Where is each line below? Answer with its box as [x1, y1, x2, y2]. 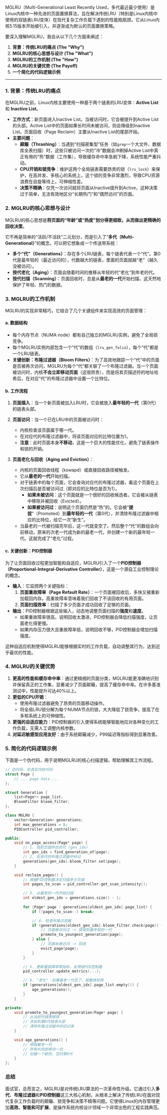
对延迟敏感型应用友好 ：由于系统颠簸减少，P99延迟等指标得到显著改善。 [12, 731, 161, 737]
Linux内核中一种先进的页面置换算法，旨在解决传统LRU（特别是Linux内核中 [5, 10, 158, 16]
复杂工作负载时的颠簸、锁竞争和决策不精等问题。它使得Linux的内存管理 [9, 1098, 156, 1104]
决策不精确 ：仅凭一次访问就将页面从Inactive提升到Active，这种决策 [19, 185, 158, 191]
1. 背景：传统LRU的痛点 [5, 87, 61, 94]
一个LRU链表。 [12, 350, 43, 357]
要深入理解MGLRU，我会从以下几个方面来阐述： [5, 34, 104, 39]
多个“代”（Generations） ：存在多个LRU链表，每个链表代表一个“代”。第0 [12, 250, 161, 256]
